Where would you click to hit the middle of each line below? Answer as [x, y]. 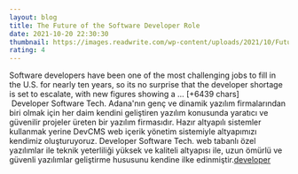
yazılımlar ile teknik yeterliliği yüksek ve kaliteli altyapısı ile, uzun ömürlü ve [146, 150]
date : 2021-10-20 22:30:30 [59, 34]
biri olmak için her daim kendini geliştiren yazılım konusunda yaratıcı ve [139, 113]
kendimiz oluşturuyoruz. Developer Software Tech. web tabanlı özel [133, 141]
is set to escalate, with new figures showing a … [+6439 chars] [124, 95]
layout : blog [33, 17]
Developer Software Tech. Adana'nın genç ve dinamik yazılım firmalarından [149, 103]
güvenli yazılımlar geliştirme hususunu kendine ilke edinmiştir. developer [140, 160]
